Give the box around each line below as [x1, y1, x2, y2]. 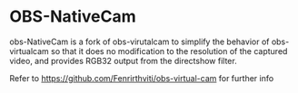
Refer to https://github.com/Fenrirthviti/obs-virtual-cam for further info [9, 72, 274, 83]
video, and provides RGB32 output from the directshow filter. [9, 55, 238, 66]
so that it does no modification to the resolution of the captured [51, 45, 288, 56]
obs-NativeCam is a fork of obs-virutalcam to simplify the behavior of [9, 36, 270, 47]
